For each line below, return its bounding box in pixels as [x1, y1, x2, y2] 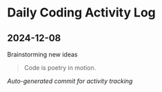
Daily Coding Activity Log [7, 5, 156, 21]
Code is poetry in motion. [23, 64, 97, 71]
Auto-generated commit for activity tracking [7, 77, 133, 85]
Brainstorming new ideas [7, 50, 78, 58]
